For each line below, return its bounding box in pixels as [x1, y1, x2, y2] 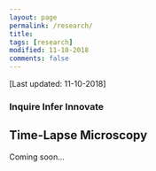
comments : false [9, 54, 69, 63]
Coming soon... [9, 152, 65, 162]
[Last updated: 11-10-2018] [9, 79, 106, 89]
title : [9, 29, 34, 38]
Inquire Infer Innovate [9, 100, 105, 113]
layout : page [9, 12, 58, 22]
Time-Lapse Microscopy [9, 128, 148, 143]
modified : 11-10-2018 [9, 46, 90, 55]
